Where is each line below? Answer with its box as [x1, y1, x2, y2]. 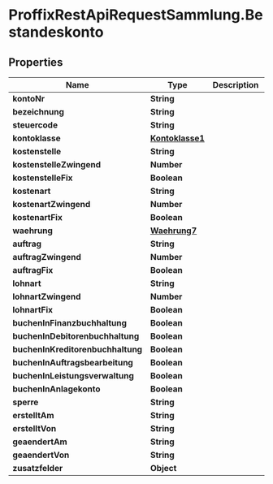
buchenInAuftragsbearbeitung [12, 357, 134, 368]
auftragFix [12, 265, 54, 275]
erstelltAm [12, 410, 54, 421]
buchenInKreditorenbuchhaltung [12, 344, 143, 355]
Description [212, 80, 259, 90]
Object [149, 463, 177, 473]
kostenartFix [12, 212, 63, 223]
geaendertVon [12, 449, 70, 460]
